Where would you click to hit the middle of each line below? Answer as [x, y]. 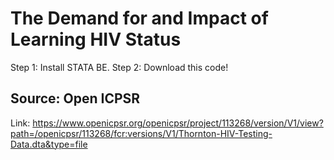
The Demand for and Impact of [139, 18]
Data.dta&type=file [49, 144]
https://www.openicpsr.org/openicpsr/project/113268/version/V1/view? [178, 123]
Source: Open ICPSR [75, 98]
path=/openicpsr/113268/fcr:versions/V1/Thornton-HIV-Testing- [141, 133]
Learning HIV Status [96, 39]
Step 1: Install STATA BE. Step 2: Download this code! [119, 67]
